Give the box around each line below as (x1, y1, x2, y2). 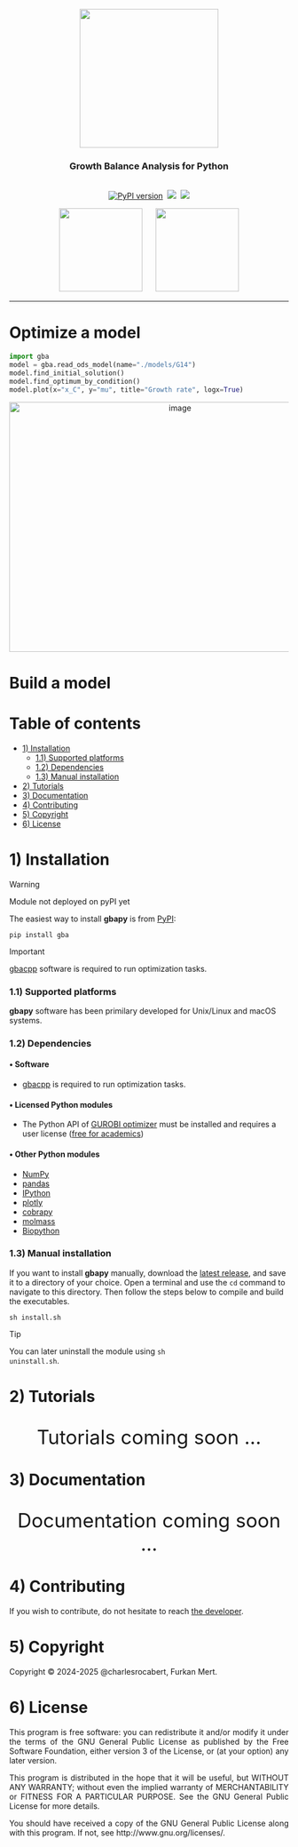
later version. (9, 1755, 58, 1765)
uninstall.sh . (9, 1355, 59, 1365)
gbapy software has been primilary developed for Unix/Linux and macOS (9, 1005, 277, 1016)
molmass (21, 1215, 56, 1226)
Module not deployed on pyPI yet (9, 896, 130, 906)
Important (9, 946, 45, 957)
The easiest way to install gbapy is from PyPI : (9, 913, 176, 924)
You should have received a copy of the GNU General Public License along (9, 1818, 289, 1828)
